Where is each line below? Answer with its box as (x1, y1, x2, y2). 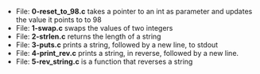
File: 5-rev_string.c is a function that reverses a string (15, 57, 193, 66)
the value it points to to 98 (15, 15, 102, 24)
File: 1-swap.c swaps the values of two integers (15, 24, 173, 32)
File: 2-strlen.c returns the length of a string (15, 31, 161, 41)
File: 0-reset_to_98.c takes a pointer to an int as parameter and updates (15, 7, 253, 16)
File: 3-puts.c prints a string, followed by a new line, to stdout (15, 40, 219, 50)
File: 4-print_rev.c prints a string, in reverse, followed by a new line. (15, 49, 239, 57)
